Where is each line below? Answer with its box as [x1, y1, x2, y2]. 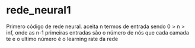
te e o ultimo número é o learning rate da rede [6, 35, 119, 42]
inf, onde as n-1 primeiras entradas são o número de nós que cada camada [6, 29, 190, 36]
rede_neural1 [6, 4, 71, 17]
